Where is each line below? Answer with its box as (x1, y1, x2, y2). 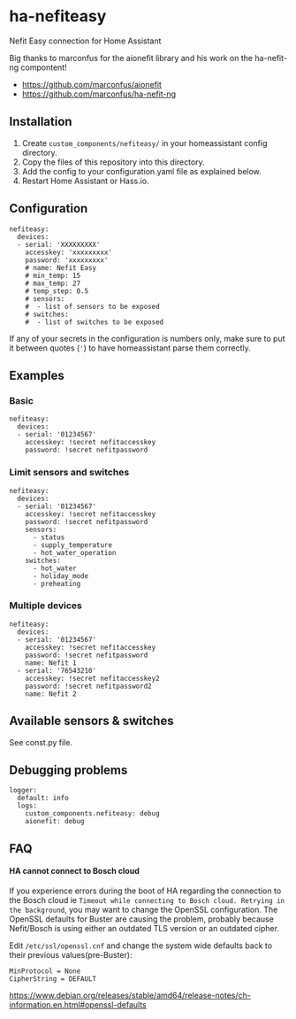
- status (32, 533, 65, 542)
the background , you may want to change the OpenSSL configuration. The (9, 905, 278, 915)
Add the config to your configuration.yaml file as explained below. (21, 166, 262, 176)
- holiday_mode (32, 571, 89, 581)
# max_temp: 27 (25, 279, 81, 288)
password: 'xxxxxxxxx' (25, 255, 109, 265)
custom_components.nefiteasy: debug (25, 809, 161, 818)
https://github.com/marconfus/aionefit (21, 79, 162, 89)
